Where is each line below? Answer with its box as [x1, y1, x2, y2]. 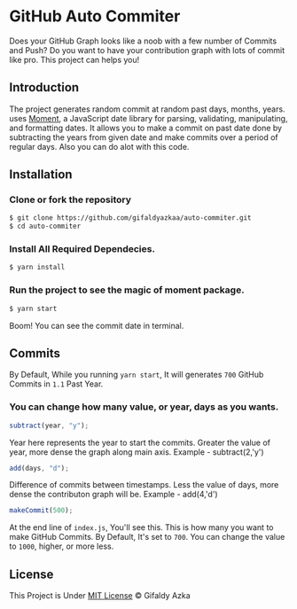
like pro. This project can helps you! [9, 54, 140, 65]
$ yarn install [9, 263, 66, 272]
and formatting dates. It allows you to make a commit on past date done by [9, 122, 282, 133]
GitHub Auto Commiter [9, 6, 181, 27]
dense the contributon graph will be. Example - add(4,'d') [9, 489, 219, 500]
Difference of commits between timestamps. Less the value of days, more [9, 480, 279, 490]
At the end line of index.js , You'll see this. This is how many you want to [9, 522, 274, 533]
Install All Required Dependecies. [9, 243, 155, 255]
